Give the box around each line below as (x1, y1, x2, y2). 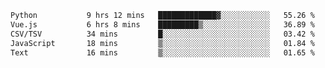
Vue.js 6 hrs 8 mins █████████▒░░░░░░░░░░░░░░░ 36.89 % (10, 19, 315, 30)
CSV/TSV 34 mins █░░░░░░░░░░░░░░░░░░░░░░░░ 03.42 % (10, 29, 315, 39)
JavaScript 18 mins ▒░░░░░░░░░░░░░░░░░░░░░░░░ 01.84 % (10, 38, 315, 48)
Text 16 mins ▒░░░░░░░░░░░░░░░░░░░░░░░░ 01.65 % (10, 47, 315, 58)
